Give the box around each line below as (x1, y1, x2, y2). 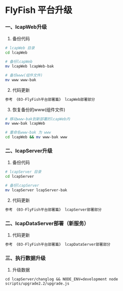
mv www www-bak (5, 77, 37, 82)
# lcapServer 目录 (5, 169, 41, 174)
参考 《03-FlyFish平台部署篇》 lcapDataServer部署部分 (5, 242, 111, 247)
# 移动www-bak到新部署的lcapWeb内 (5, 116, 70, 122)
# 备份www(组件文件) (5, 73, 43, 77)
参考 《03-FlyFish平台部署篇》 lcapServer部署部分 (5, 207, 102, 212)
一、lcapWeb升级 (5, 23, 47, 30)
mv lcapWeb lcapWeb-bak (5, 64, 54, 69)
